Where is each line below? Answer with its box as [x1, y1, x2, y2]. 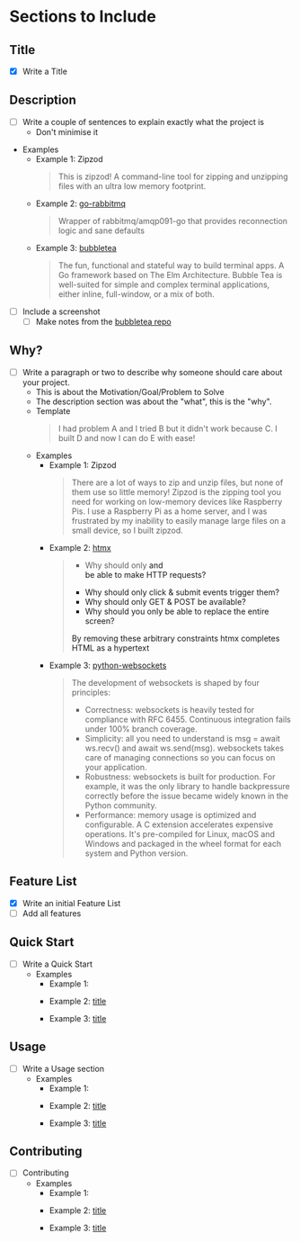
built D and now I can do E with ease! [57, 432, 196, 443]
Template [35, 405, 71, 416]
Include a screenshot [22, 306, 101, 317]
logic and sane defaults [57, 225, 146, 236]
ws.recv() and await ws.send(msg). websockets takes [84, 742, 285, 753]
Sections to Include [9, 6, 157, 27]
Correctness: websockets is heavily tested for [84, 704, 255, 715]
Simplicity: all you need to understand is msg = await [84, 733, 281, 743]
